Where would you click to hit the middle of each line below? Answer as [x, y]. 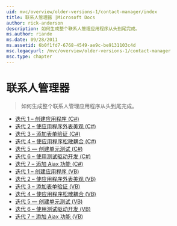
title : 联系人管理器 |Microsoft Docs [51, 17]
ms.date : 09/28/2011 [32, 40]
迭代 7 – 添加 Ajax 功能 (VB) [49, 216]
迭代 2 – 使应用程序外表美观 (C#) [55, 126]
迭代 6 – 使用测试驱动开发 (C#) [53, 156]
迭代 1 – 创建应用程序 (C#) [47, 118]
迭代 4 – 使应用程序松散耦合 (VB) [55, 194]
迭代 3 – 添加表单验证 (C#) [48, 133]
